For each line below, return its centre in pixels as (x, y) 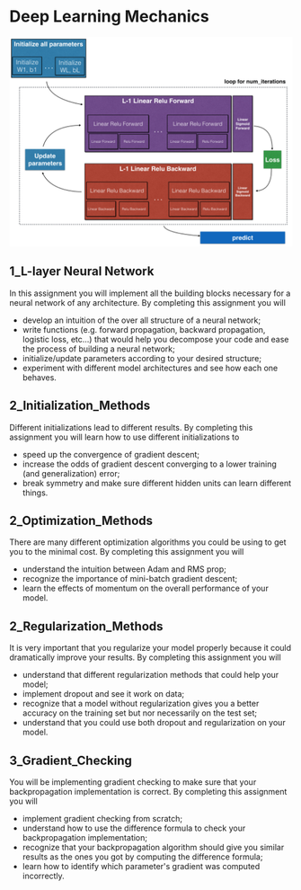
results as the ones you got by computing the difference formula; (142, 857)
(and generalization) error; (71, 473)
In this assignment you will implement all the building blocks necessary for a (150, 293)
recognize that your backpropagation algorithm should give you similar (153, 848)
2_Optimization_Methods (81, 521)
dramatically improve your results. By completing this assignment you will (145, 657)
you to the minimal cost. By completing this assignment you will (127, 552)
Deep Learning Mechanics (109, 17)
